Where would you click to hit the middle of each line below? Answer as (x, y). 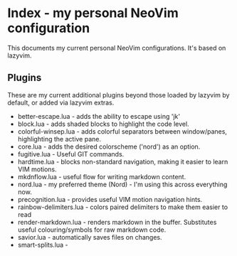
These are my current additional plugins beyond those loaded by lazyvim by (118, 95)
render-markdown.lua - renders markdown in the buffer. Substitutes (117, 222)
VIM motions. (37, 169)
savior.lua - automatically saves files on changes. (90, 237)
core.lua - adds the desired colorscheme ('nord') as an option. (109, 146)
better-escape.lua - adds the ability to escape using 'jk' (99, 116)
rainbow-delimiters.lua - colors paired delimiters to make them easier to (123, 207)
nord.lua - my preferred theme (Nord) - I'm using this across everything (122, 184)
